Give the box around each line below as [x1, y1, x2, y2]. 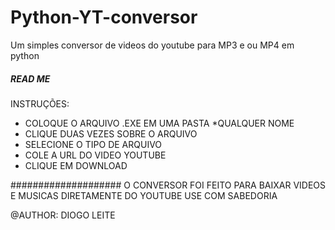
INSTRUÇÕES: [10, 97, 70, 110]
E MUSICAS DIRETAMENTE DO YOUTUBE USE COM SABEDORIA [10, 189, 278, 201]
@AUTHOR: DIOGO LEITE [10, 209, 116, 221]
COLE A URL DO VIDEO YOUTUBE [24, 149, 167, 161]
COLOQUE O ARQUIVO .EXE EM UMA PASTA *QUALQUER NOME [24, 117, 295, 129]
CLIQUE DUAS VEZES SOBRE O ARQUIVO [24, 127, 198, 140]
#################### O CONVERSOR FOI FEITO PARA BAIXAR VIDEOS [10, 179, 327, 191]
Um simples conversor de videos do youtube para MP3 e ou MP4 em [10, 39, 295, 51]
